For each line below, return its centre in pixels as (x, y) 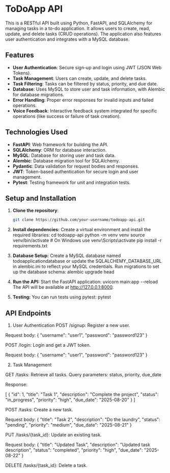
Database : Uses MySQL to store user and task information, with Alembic (89, 89)
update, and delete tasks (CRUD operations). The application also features (83, 34)
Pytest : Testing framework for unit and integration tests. (72, 182)
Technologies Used (36, 132)
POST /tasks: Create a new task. (39, 410)
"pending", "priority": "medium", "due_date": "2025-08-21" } (69, 425)
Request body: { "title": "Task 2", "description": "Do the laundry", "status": (83, 420)
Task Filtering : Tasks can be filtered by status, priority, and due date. (85, 84)
